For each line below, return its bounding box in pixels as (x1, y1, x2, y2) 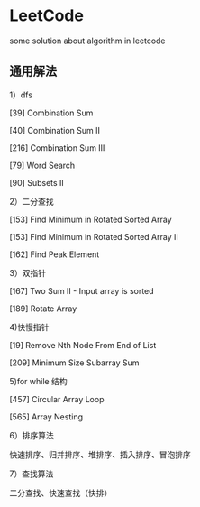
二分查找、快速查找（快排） (9, 487, 113, 498)
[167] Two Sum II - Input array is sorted (9, 285, 155, 296)
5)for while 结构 (9, 375, 68, 386)
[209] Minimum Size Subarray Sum (9, 357, 140, 368)
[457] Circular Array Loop (9, 393, 105, 404)
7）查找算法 (9, 468, 54, 479)
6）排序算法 (9, 429, 54, 440)
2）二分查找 (9, 196, 54, 207)
